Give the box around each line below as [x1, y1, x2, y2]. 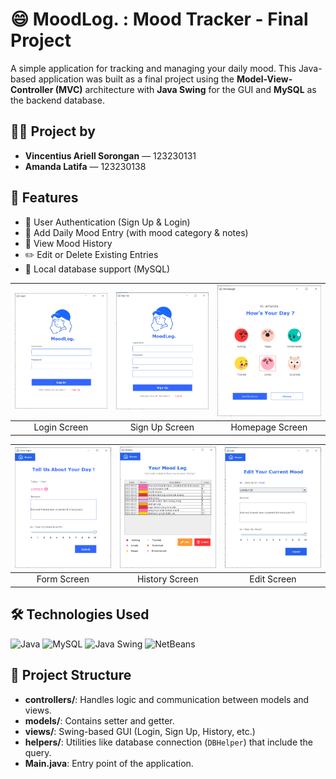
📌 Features [10, 189, 79, 207]
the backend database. [10, 94, 105, 106]
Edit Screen [249, 573, 297, 585]
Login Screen [33, 421, 89, 433]
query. [24, 746, 52, 758]
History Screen [136, 573, 199, 585]
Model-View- [236, 73, 293, 85]
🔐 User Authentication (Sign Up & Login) [24, 216, 191, 228]
